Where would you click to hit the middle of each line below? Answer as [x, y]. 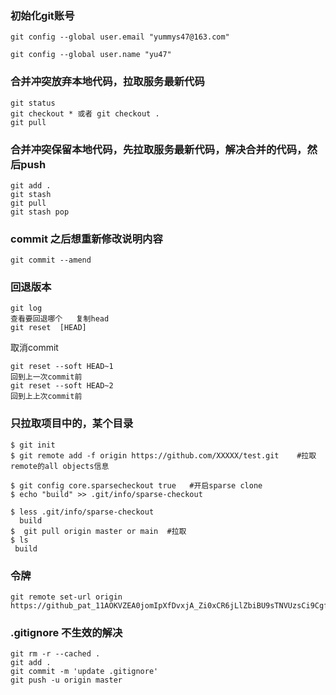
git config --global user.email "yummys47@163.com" [120, 37]
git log [26, 308]
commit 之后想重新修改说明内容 [86, 239]
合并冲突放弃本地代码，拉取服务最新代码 [107, 82]
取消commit [34, 348]
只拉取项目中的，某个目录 [72, 424]
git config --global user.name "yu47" [91, 55]
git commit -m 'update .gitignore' [84, 672]
